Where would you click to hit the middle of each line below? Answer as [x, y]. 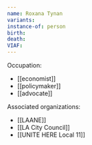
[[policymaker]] [39, 86]
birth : [16, 33]
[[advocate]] [35, 93]
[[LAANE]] [32, 120]
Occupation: [25, 65]
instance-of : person [37, 26]
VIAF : [15, 46]
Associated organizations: [44, 107]
